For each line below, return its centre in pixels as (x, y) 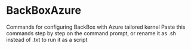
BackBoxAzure (44, 10)
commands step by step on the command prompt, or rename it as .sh (91, 33)
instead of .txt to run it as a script (47, 39)
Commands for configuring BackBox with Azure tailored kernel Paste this (96, 27)
